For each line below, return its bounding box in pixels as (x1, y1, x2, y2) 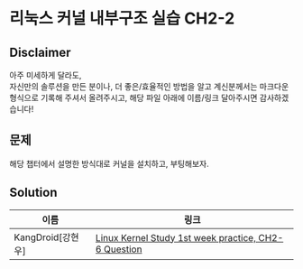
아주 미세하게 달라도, (9, 70, 82, 80)
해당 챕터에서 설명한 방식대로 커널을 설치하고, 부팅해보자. (9, 158, 209, 169)
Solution (9, 185, 58, 200)
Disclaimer (9, 44, 71, 60)
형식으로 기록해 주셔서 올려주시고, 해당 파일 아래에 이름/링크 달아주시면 (9, 92, 258, 103)
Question (103, 243, 142, 255)
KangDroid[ (14, 231, 63, 244)
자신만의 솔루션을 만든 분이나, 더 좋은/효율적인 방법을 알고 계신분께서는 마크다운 (9, 81, 289, 91)
